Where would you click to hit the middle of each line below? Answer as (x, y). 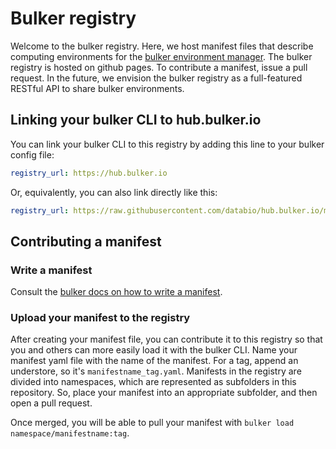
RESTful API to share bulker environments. (97, 88)
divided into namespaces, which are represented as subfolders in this (153, 382)
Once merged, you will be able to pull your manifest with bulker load (152, 423)
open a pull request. (51, 403)
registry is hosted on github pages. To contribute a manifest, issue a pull (159, 67)
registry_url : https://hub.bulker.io (89, 173)
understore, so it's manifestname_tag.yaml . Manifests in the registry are (156, 371)
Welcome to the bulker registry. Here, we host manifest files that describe (162, 46)
